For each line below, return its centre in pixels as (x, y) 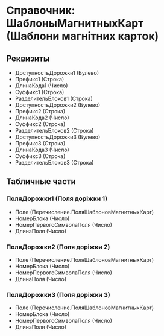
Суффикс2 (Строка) (40, 124)
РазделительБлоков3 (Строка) (54, 163)
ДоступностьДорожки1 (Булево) (57, 73)
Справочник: (41, 11)
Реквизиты (28, 58)
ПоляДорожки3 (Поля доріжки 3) (58, 294)
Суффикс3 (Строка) (40, 156)
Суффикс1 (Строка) (39, 92)
